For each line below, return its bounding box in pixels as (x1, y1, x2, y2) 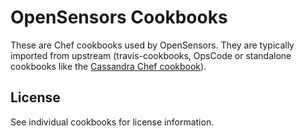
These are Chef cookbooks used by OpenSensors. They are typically (10, 39, 295, 51)
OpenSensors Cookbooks (10, 6, 228, 29)
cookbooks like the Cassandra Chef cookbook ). (10, 60, 207, 72)
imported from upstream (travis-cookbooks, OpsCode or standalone (10, 49, 292, 61)
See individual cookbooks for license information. (10, 116, 215, 128)
